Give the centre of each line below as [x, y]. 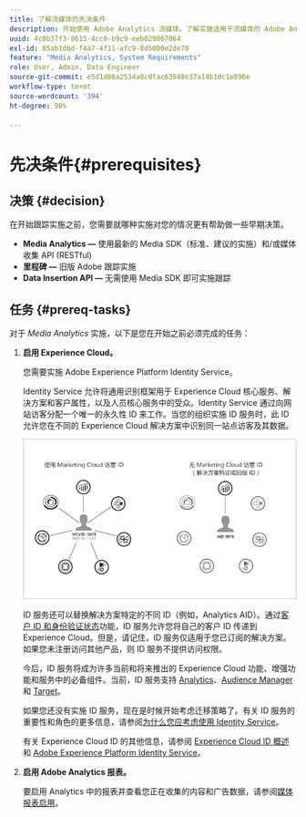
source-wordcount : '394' [56, 96]
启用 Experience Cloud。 [70, 353]
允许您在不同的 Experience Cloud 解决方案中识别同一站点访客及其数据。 [158, 426]
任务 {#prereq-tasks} [71, 310]
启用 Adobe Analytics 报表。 [77, 771]
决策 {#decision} [57, 201]
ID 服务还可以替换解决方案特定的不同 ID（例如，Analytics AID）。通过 [152, 615]
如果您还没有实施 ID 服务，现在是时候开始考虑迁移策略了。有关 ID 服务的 [159, 710]
